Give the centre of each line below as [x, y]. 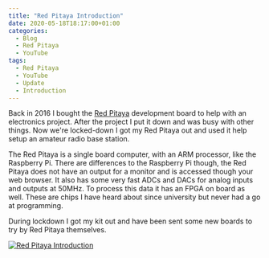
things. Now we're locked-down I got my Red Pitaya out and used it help [128, 130]
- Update [30, 83]
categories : [28, 31]
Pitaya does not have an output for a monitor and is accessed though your [131, 172]
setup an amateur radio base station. [69, 139]
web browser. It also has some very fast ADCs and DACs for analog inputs [131, 180]
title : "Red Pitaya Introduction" [66, 16]
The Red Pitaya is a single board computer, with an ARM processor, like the [132, 154]
